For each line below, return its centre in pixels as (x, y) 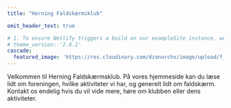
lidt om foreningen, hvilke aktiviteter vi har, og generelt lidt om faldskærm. (112, 84)
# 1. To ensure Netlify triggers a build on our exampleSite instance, (112, 38)
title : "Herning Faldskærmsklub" (55, 13)
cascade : (20, 51)
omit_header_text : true (41, 26)
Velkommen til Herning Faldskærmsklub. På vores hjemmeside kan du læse (114, 77)
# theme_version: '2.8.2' (44, 44)
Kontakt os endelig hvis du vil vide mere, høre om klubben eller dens (104, 91)
